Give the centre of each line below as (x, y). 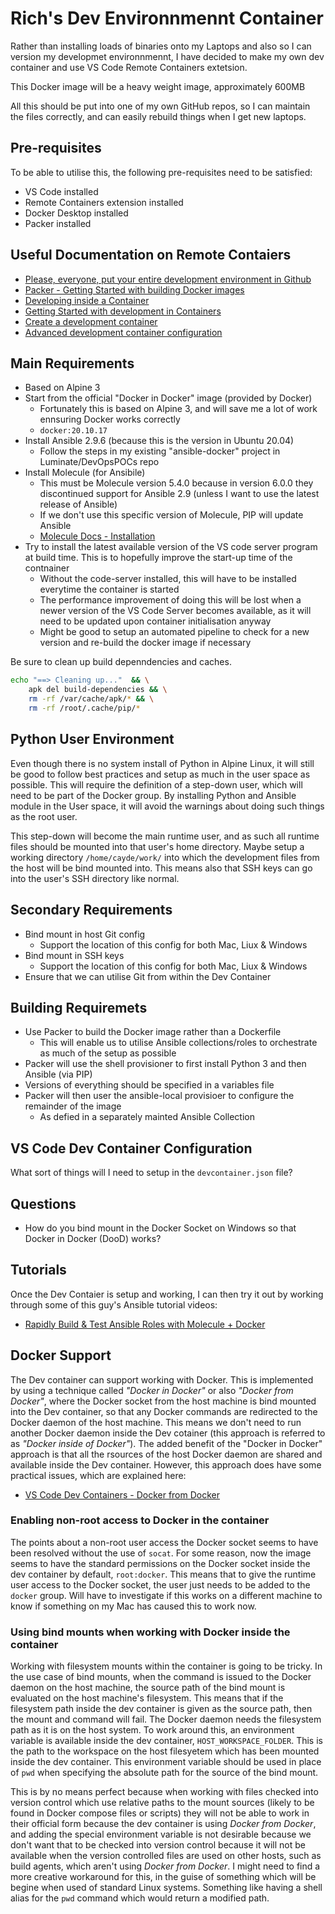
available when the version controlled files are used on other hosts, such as (166, 1856)
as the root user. (44, 816)
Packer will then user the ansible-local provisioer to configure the (159, 1096)
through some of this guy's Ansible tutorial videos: (114, 1304)
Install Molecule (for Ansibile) (85, 473)
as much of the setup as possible (108, 1053)
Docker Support (61, 1355)
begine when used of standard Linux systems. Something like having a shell (166, 1888)
